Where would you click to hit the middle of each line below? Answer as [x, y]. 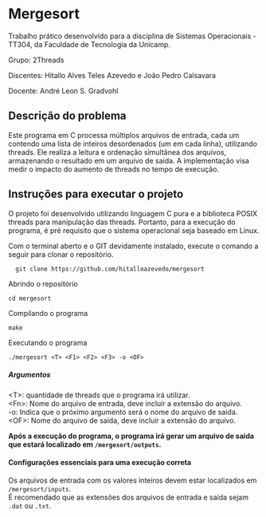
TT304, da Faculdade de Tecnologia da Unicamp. [90, 44]
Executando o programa [48, 342]
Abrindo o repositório [43, 283]
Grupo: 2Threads [36, 60]
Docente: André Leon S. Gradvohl [63, 91]
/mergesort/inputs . [40, 488]
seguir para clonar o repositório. [61, 254]
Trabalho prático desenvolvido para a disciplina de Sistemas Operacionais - [132, 36]
